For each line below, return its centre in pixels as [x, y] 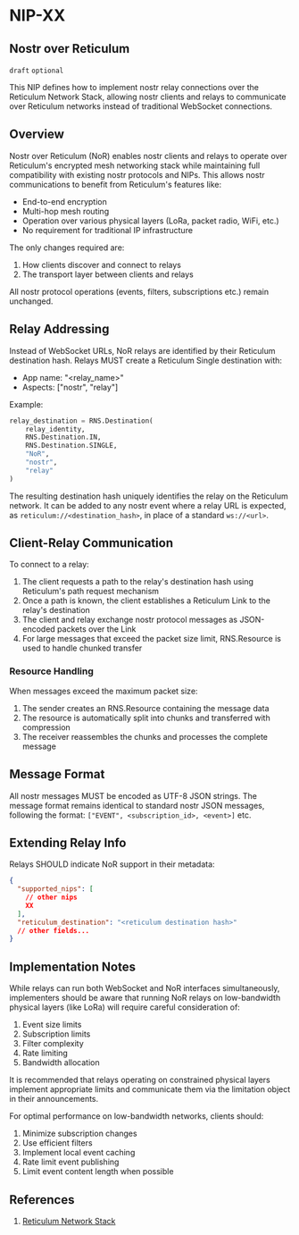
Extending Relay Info [68, 842]
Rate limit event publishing [71, 1162]
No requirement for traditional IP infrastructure [108, 230]
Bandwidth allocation [61, 1063]
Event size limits [52, 1025]
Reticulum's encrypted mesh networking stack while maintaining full [135, 165]
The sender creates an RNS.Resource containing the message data [145, 708]
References [42, 1200]
